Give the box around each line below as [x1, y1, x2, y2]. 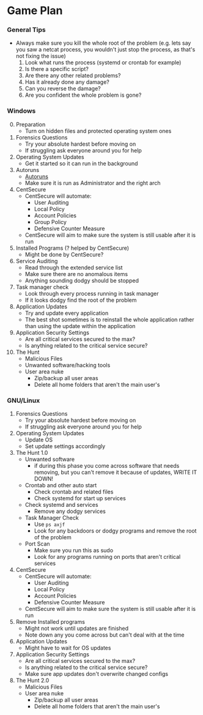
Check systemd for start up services [34, 495, 126, 502]
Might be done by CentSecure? [24, 250, 104, 258]
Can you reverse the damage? [24, 85, 101, 92]
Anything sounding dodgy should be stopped [24, 277, 139, 284]
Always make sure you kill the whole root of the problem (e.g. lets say [15, 39, 191, 47]
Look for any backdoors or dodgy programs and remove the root [34, 527, 197, 534]
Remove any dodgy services [34, 507, 106, 515]
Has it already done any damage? [24, 78, 109, 86]
